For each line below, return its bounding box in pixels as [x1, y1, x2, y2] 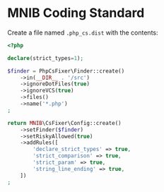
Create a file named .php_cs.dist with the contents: [7, 28, 158, 37]
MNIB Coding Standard [7, 5, 145, 21]
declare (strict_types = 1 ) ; [7, 54, 83, 61]
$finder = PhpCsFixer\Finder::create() [7, 67, 125, 75]
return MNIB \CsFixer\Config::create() [7, 119, 122, 126]
